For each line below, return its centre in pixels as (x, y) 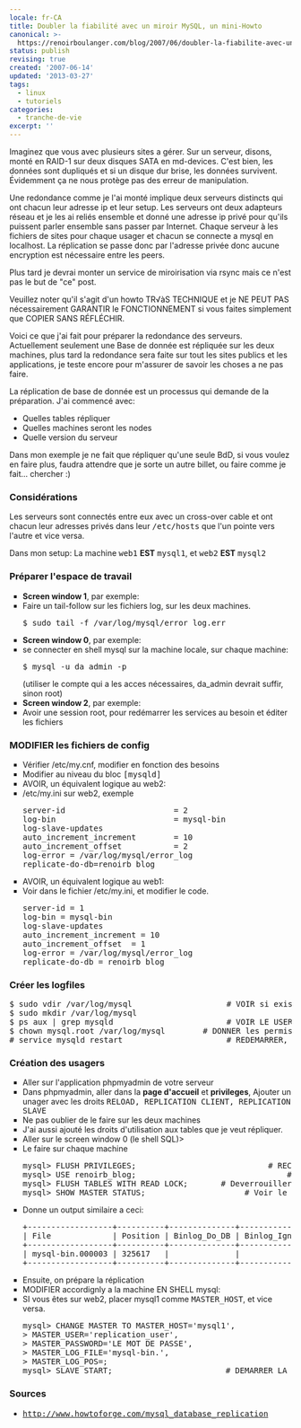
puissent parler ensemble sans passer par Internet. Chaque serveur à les (144, 226)
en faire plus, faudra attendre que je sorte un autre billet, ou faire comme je (148, 464)
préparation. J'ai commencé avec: (73, 401)
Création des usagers (57, 1063)
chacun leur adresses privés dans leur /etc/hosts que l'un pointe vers (142, 526)
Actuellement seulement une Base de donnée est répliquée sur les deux (142, 345)
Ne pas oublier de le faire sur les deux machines (112, 1120)
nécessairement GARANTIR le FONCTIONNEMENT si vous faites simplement (150, 309)
